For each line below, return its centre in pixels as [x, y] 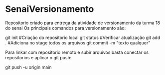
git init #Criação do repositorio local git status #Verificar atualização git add [83, 37]
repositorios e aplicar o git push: [38, 57]
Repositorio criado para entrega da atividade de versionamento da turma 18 [83, 23]
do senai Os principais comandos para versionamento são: [66, 28]
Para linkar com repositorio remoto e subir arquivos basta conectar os [77, 52]
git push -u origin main [28, 67]
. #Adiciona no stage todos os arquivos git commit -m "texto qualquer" [78, 42]
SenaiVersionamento [50, 9]
